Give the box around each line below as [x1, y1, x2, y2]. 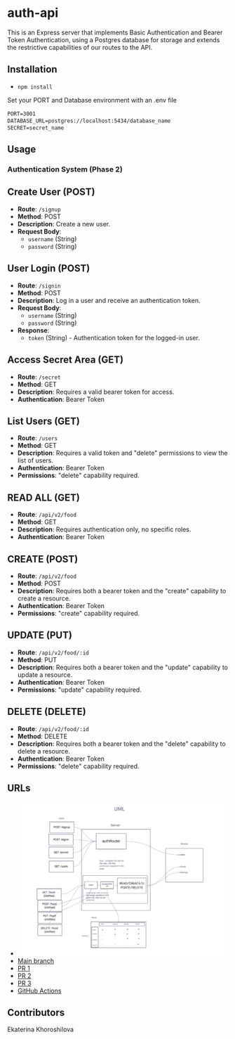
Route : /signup [17, 205, 61, 213]
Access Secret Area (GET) [7, 354, 124, 366]
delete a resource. [17, 747, 70, 755]
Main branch [17, 956, 55, 964]
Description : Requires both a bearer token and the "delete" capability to [17, 740, 226, 748]
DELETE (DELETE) [7, 706, 86, 718]
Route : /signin [17, 281, 61, 290]
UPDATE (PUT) [7, 629, 72, 641]
